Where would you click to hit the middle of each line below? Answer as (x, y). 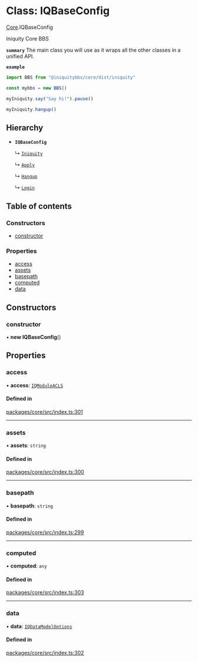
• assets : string (26, 446)
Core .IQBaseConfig (29, 27)
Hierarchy (25, 128)
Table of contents (39, 206)
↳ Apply (25, 165)
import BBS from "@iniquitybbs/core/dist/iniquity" (71, 77)
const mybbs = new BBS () (37, 88)
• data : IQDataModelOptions (39, 626)
